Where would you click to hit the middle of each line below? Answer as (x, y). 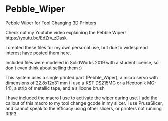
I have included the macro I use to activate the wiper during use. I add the (81, 98)
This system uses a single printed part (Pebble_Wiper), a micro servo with (82, 77)
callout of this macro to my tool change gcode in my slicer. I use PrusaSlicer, (84, 103)
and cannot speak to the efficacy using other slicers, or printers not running (83, 108)
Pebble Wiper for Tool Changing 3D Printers (51, 23)
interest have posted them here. (38, 53)
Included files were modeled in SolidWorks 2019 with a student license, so (82, 62)
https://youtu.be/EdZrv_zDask (36, 38)
